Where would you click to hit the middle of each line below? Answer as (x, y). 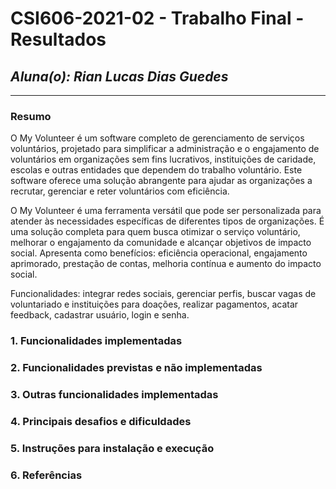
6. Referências (46, 475)
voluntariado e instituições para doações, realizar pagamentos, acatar (154, 304)
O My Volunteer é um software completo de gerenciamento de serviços (157, 138)
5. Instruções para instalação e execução (112, 448)
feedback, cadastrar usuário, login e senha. (100, 315)
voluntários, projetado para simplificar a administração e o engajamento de (165, 149)
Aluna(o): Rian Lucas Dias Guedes (119, 76)
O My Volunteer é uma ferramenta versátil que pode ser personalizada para (166, 211)
